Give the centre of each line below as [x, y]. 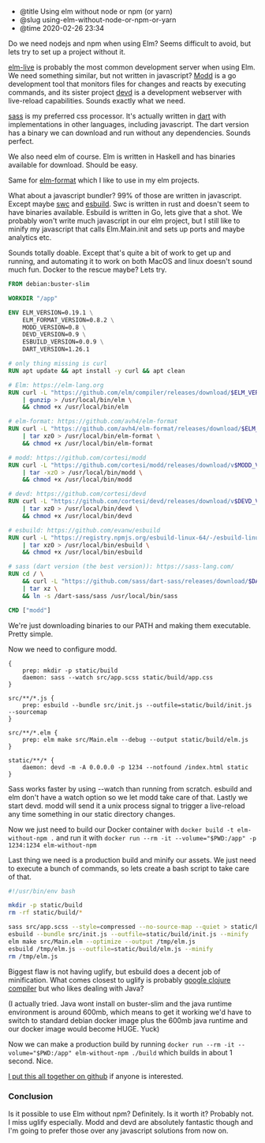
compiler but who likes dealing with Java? [76, 988]
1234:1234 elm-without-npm [52, 845]
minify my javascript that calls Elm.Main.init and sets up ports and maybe [127, 229]
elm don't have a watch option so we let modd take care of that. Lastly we [128, 797]
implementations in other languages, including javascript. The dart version [129, 124]
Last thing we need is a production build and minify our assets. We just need [132, 859]
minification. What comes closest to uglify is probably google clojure [119, 979]
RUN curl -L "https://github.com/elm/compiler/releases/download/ [119, 393]
